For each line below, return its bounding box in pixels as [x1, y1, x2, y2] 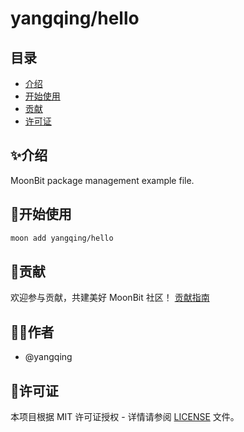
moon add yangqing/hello [10, 233, 114, 243]
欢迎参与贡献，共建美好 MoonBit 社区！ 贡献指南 [10, 292, 210, 304]
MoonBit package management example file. [10, 174, 195, 186]
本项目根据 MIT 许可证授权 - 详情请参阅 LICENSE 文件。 [10, 410, 240, 422]
